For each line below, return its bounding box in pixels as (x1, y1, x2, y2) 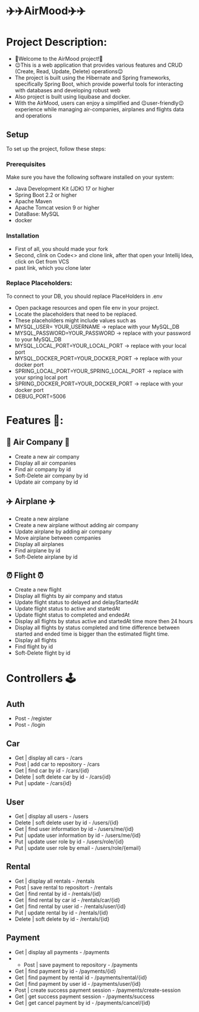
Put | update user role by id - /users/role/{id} (14, 838, 124, 845)
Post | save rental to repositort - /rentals (14, 883, 113, 890)
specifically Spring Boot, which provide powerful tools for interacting (14, 80, 184, 88)
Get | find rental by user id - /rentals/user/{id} (14, 902, 127, 910)
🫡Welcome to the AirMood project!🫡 (14, 55, 103, 63)
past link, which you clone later (14, 264, 91, 271)
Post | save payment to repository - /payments (23, 961, 138, 968)
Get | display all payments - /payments (14, 948, 110, 955)
